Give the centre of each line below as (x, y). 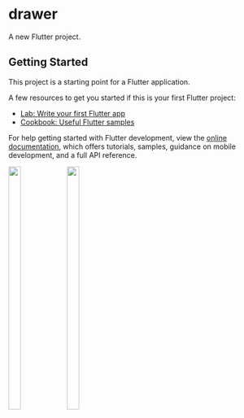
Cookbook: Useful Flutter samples (77, 122)
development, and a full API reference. (73, 155)
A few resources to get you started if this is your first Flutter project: (122, 98)
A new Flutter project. (45, 37)
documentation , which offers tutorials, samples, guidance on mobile (122, 146)
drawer (33, 14)
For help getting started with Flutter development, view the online (118, 137)
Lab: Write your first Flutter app (73, 113)
